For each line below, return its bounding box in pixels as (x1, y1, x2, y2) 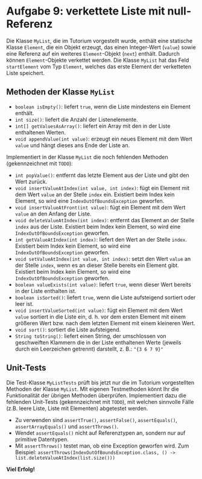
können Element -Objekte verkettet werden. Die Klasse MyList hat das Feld (6, 56, 189, 64)
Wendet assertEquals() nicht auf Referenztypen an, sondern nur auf (14, 429, 186, 437)
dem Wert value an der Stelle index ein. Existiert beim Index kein (14, 191, 175, 198)
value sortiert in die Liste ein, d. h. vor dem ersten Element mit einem (14, 313, 186, 320)
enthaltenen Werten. (14, 128, 66, 136)
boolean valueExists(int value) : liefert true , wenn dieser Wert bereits (14, 280, 192, 288)
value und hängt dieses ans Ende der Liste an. (14, 141, 130, 149)
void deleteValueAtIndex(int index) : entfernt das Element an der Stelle (14, 216, 195, 223)
